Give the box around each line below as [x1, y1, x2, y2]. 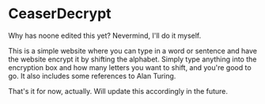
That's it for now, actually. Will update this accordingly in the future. [8, 86, 228, 95]
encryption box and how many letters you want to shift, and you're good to [8, 62, 252, 72]
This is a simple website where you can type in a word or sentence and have [8, 46, 258, 55]
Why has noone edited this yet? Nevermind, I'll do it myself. [8, 31, 202, 40]
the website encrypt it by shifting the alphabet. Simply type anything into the [8, 54, 257, 64]
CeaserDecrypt [8, 5, 112, 23]
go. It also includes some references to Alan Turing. [8, 71, 176, 80]
